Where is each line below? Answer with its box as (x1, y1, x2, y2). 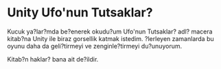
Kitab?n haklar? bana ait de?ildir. (7, 55, 99, 63)
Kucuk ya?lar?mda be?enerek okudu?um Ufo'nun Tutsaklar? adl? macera (7, 27, 213, 36)
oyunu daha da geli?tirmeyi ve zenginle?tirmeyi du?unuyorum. (7, 42, 183, 50)
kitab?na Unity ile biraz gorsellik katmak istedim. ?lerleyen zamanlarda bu (7, 34, 214, 42)
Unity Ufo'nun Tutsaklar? (7, 5, 153, 20)
